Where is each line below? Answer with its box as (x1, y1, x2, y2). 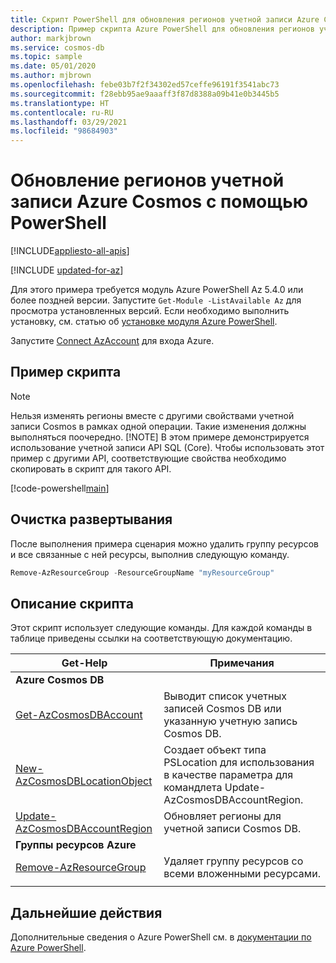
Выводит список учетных (163, 689, 287, 703)
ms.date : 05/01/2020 (10, 61, 97, 71)
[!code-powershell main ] (10, 482, 110, 494)
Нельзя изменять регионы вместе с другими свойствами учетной (10, 409, 295, 421)
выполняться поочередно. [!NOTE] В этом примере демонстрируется (10, 431, 310, 443)
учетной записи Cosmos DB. (163, 822, 302, 836)
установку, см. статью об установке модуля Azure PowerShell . (10, 316, 278, 328)
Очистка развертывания (10, 511, 173, 528)
